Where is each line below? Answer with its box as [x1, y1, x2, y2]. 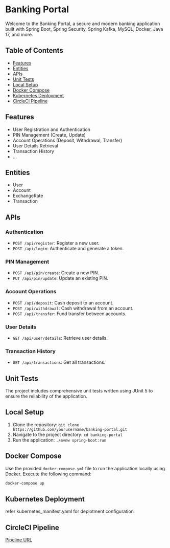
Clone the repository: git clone [12, 421, 79, 428]
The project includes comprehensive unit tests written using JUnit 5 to [5, 388, 153, 394]
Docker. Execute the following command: [5, 471, 92, 477]
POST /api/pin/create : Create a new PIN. [12, 270, 100, 276]
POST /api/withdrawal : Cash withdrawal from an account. [12, 305, 134, 311]
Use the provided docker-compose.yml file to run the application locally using [5, 465, 165, 471]
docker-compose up [5, 480, 44, 486]
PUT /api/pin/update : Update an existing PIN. [12, 275, 109, 281]
